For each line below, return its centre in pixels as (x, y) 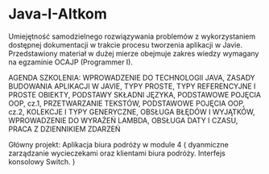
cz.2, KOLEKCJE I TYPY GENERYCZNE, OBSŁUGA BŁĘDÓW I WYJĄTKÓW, (132, 112)
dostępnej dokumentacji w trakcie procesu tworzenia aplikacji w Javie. (126, 44)
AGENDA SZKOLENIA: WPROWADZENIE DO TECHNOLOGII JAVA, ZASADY (132, 77)
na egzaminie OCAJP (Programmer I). (71, 62)
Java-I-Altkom (58, 14)
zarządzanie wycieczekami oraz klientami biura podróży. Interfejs (117, 153)
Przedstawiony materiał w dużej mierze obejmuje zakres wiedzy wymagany (134, 53)
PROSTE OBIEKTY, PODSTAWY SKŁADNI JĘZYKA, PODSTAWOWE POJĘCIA (135, 94)
